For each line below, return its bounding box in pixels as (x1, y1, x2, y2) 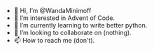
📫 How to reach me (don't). (13, 37, 95, 44)
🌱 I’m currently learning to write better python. (13, 21, 148, 29)
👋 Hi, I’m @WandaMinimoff (13, 7, 92, 14)
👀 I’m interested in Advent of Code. (13, 14, 115, 22)
